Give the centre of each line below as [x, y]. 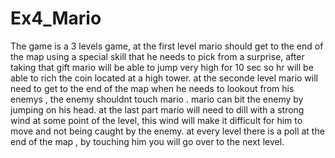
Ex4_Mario [56, 18]
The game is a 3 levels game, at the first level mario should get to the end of [167, 46]
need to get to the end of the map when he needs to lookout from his [152, 88]
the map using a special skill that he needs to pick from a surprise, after [157, 56]
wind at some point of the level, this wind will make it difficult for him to [156, 120]
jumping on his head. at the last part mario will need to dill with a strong [157, 109]
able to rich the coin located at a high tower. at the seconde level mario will [164, 78]
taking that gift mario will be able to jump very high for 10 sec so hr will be [162, 67]
